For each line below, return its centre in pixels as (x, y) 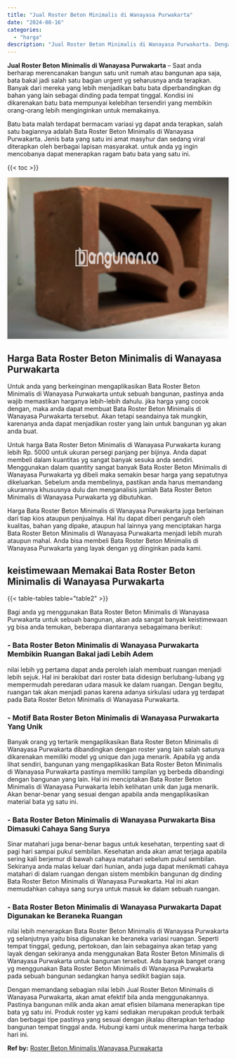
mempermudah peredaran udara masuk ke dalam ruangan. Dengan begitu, (115, 684)
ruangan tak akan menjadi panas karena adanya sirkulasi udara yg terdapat (116, 692)
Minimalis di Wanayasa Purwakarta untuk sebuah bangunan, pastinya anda (116, 394)
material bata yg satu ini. (43, 801)
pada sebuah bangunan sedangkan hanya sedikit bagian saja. (97, 976)
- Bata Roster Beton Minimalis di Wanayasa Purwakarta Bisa (111, 820)
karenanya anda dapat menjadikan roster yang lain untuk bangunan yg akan (117, 424)
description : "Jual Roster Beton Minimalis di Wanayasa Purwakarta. (110, 45)
